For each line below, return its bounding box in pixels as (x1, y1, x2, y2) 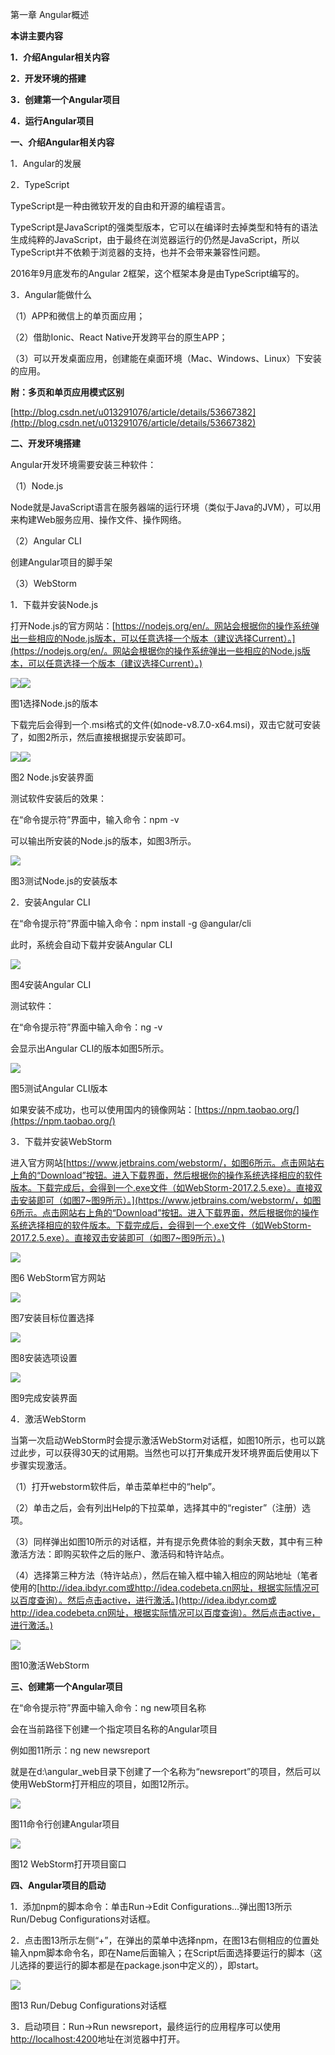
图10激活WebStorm (10, 1659, 90, 1671)
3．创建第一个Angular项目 (10, 94, 121, 105)
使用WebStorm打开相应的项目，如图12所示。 (10, 1778, 195, 1790)
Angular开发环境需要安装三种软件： (10, 459, 157, 470)
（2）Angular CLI (10, 535, 82, 547)
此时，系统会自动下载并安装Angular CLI (10, 939, 173, 950)
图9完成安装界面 (10, 1392, 78, 1403)
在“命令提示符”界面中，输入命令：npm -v (10, 814, 180, 825)
